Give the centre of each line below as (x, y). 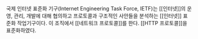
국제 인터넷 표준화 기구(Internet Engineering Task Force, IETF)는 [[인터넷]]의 (96, 8)
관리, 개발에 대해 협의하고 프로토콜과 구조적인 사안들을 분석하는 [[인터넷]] (98, 16)
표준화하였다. (21, 30)
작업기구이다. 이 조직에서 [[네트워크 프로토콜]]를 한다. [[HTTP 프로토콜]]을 (102, 23)
